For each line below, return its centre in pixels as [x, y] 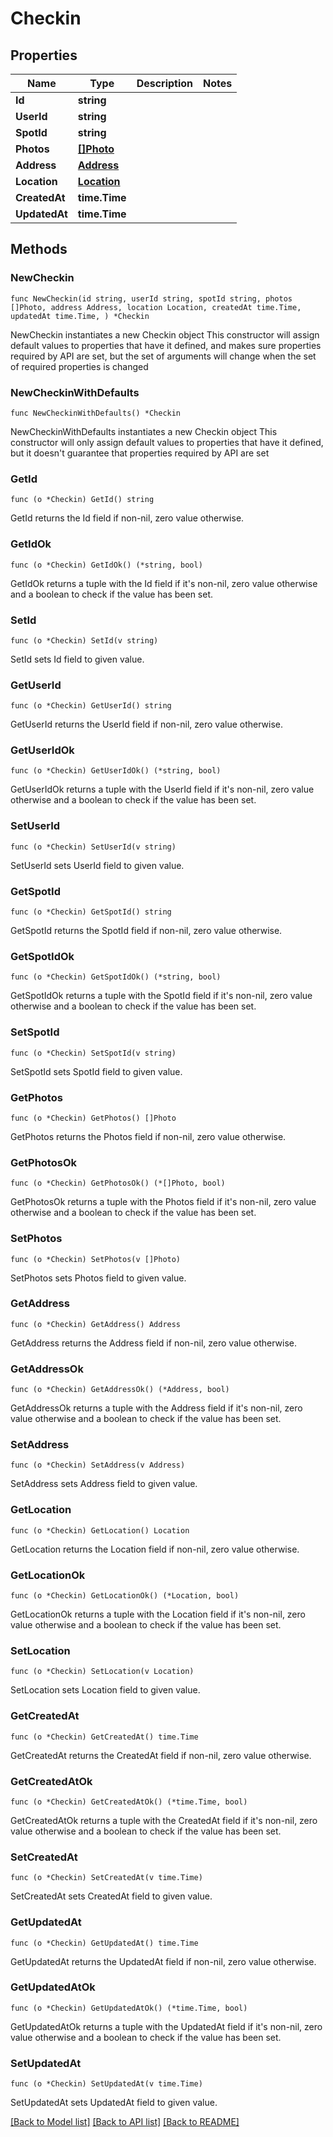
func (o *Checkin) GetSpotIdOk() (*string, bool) [116, 977]
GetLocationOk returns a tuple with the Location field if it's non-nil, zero [158, 1614]
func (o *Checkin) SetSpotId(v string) [93, 1053]
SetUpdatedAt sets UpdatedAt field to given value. [114, 2103]
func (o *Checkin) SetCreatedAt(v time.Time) [106, 1878]
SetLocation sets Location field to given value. [105, 1690]
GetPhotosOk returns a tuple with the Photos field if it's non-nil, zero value [163, 1202]
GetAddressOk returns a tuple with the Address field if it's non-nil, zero [156, 1408]
